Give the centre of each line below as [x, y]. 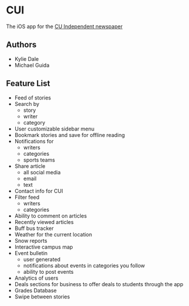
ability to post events [49, 271]
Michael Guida [32, 65]
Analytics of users [36, 278]
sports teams [39, 160]
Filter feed [27, 197]
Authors [21, 45]
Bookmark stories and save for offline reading [70, 135]
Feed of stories [33, 98]
